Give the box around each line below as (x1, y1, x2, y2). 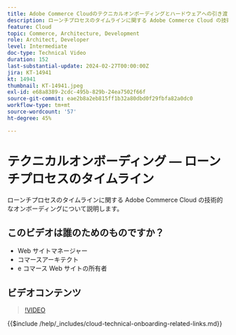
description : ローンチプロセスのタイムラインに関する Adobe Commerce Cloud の (7, 17, 221, 24)
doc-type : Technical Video (7, 50, 86, 57)
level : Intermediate (7, 43, 68, 50)
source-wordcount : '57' (7, 108, 77, 115)
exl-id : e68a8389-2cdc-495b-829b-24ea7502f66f (7, 88, 146, 96)
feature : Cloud (7, 23, 52, 30)
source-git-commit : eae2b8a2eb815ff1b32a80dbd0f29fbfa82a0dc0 (7, 96, 193, 103)
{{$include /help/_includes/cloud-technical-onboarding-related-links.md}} (7, 320, 223, 328)
